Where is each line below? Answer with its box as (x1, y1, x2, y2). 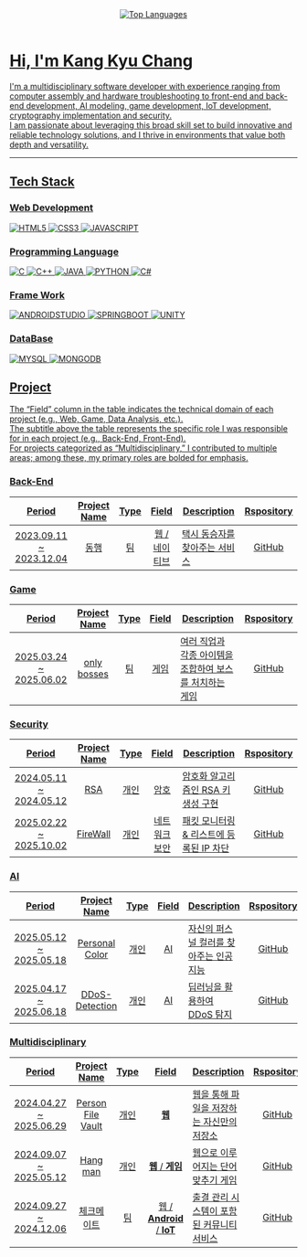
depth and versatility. (9, 139, 89, 150)
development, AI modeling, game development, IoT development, (26, 100, 271, 111)
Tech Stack (9, 174, 75, 190)
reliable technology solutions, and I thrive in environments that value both (9, 129, 286, 140)
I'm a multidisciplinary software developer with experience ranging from (9, 80, 281, 91)
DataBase (9, 333, 54, 346)
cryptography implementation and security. (9, 110, 172, 121)
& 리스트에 (182, 828, 225, 841)
